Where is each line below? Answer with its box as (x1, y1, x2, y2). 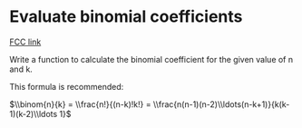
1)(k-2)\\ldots (9, 108, 58, 119)
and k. (9, 64, 34, 74)
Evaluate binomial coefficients (9, 6, 243, 27)
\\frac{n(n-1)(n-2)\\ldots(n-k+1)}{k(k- (152, 98, 290, 110)
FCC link (9, 36, 42, 47)
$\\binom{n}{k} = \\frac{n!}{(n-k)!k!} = (9, 98, 151, 110)
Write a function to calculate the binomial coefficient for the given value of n (9, 54, 294, 64)
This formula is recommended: (9, 81, 124, 92)
